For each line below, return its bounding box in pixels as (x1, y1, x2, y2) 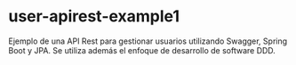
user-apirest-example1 (8, 6, 180, 27)
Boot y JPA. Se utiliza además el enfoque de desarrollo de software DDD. (8, 45, 276, 55)
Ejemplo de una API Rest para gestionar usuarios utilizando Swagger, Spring (8, 36, 288, 46)
